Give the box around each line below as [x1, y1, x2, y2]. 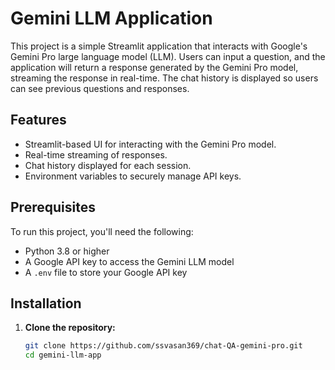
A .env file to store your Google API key [24, 266, 188, 278]
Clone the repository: [24, 322, 116, 334]
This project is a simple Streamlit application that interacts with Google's [10, 40, 308, 52]
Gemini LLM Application [10, 7, 213, 30]
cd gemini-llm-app [24, 350, 102, 361]
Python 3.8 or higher [24, 245, 110, 257]
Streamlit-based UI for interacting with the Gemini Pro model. [24, 138, 277, 150]
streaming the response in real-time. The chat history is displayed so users [10, 72, 319, 84]
